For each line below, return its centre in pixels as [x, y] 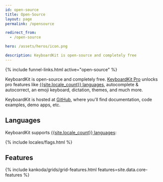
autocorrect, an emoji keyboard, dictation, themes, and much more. [74, 90]
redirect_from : [21, 33]
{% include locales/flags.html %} [39, 142]
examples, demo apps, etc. [33, 105]
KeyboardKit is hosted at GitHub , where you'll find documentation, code [79, 99]
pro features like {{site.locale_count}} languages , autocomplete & [72, 84]
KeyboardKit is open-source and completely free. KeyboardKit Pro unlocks [81, 79]
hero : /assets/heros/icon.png [37, 46]
